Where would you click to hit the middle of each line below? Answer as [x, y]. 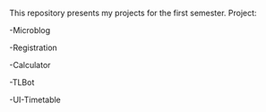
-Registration [34, 47]
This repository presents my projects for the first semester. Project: [133, 13]
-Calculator [30, 65]
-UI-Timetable [35, 99]
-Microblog [30, 30]
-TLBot [22, 82]
